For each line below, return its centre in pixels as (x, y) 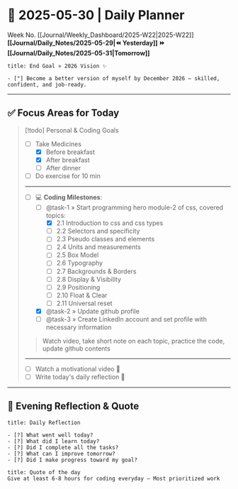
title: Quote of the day (44, 472)
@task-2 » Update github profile (93, 311)
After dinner (63, 167)
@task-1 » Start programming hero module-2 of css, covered (135, 208)
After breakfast (68, 160)
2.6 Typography (80, 263)
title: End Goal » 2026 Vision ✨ (57, 66)
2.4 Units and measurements (99, 247)
